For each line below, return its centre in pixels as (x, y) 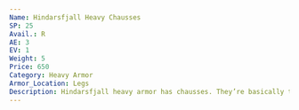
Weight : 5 (28, 59)
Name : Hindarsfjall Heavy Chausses (75, 17)
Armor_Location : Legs (49, 83)
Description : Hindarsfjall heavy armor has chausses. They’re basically (147, 91)
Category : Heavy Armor (51, 75)
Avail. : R (28, 34)
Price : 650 (29, 67)
